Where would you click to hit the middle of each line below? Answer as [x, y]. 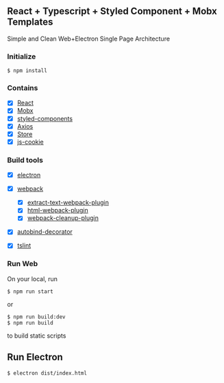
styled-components [45, 118]
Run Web [23, 264]
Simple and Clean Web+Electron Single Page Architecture [88, 39]
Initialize [22, 56]
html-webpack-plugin [58, 210]
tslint [24, 245]
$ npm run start [30, 292]
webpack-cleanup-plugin [63, 218]
